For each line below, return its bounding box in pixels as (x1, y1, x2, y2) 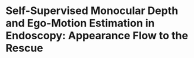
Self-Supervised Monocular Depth (5, 4, 179, 18)
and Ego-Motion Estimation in (5, 16, 155, 30)
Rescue (5, 42, 43, 55)
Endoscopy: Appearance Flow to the (5, 29, 188, 42)
